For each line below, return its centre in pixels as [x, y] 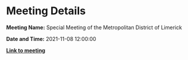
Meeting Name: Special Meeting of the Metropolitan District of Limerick [94, 27]
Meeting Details [46, 11]
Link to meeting [26, 50]
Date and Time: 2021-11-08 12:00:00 [51, 39]
